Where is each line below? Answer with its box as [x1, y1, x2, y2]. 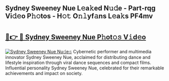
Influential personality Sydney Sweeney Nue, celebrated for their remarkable [5, 65, 164, 71]
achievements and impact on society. [5, 70, 83, 76]
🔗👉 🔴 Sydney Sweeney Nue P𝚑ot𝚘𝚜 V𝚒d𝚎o [5, 33, 146, 41]
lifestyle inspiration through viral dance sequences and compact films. [5, 60, 151, 65]
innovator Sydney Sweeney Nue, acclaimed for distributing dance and [5, 54, 150, 60]
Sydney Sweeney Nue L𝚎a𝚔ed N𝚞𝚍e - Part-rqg [5, 4, 156, 13]
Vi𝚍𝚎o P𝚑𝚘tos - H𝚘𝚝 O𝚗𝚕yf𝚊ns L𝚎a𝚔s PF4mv [5, 12, 153, 21]
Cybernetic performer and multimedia [73, 49, 152, 54]
